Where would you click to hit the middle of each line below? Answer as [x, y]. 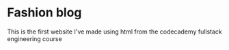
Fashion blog [44, 13]
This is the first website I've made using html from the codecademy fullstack [114, 32]
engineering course [35, 38]
